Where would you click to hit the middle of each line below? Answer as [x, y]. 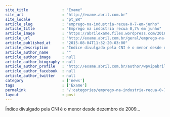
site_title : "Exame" [44, 10]
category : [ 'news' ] [45, 81]
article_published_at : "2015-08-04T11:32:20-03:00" [67, 43]
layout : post [40, 95]
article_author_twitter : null [40, 76]
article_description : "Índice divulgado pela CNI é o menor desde [83, 48]
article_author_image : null [40, 57]
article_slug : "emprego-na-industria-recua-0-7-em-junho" [82, 24]
